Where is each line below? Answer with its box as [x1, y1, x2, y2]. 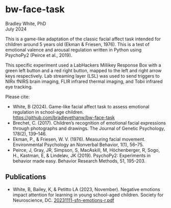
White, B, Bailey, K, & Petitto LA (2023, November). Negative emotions [12, 186, 160, 192]
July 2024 [5, 26, 27, 32]
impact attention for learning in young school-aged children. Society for [12, 192, 164, 198]
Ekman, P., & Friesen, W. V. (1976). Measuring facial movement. [12, 136, 145, 142]
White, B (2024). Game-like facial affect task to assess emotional [12, 103, 150, 109]
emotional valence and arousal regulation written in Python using [5, 47, 142, 53]
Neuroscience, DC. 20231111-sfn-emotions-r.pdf [12, 197, 114, 203]
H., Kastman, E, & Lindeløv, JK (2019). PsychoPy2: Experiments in [12, 152, 151, 158]
